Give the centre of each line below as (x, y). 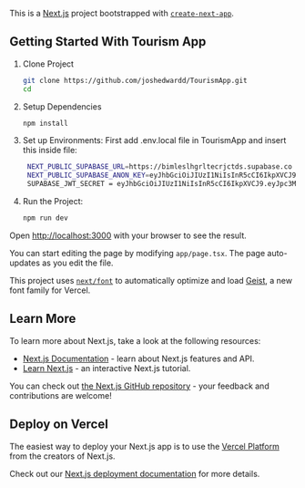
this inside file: (50, 151)
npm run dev (45, 218)
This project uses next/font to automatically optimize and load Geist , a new (151, 280)
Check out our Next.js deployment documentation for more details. (135, 473)
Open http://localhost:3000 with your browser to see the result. (128, 235)
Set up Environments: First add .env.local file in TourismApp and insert (154, 140)
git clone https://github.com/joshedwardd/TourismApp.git (135, 80)
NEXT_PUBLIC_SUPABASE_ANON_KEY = (88, 176)
